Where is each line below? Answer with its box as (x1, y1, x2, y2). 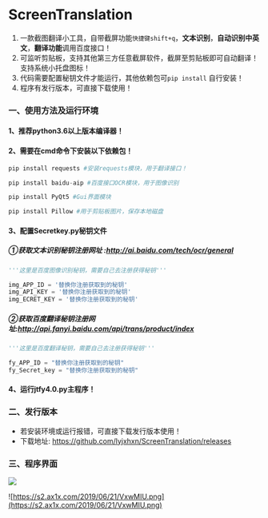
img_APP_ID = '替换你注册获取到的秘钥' (8, 281, 128, 289)
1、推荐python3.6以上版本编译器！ (8, 126, 124, 136)
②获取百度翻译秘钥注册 (8, 313, 89, 323)
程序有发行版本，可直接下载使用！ (19, 82, 133, 93)
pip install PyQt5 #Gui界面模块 (8, 193, 112, 201)
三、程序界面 (8, 458, 58, 469)
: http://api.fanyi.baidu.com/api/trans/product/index (15, 324, 194, 333)
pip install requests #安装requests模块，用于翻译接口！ (8, 164, 188, 173)
